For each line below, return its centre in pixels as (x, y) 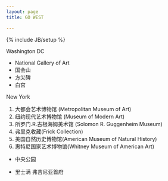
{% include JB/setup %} (36, 39)
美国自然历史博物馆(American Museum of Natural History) (86, 139)
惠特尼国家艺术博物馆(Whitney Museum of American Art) (85, 146)
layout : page (22, 12)
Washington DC (25, 51)
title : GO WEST (25, 17)
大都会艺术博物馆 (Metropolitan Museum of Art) (73, 109)
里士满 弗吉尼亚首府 (39, 171)
